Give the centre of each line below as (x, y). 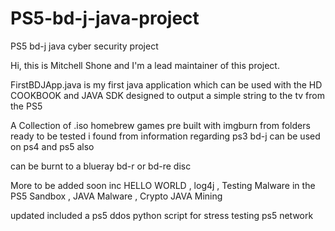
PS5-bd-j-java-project (105, 18)
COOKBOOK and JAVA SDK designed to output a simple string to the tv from (167, 95)
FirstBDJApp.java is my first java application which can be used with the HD (166, 84)
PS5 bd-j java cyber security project (84, 46)
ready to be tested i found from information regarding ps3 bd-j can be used (165, 136)
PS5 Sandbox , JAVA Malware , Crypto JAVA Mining (116, 196)
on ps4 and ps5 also (52, 146)
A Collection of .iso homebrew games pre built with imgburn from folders (160, 125)
